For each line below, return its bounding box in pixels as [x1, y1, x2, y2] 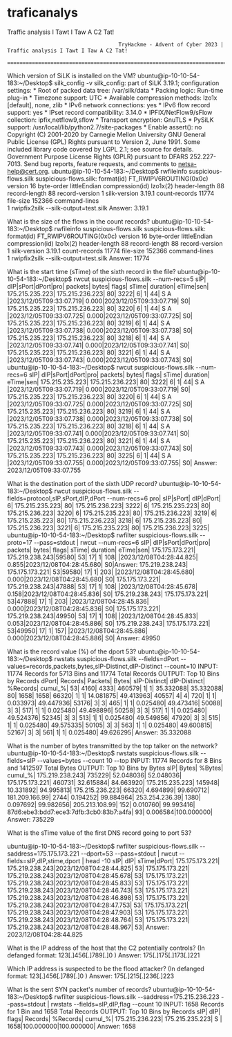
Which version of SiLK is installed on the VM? [7, 71, 136, 80]
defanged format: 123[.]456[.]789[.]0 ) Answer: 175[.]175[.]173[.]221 [7, 950, 200, 959]
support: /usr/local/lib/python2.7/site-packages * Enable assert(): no [7, 123, 202, 131]
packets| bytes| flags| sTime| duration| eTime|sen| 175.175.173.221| [7, 545, 196, 554]
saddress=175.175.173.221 [7, 849, 79, 858]
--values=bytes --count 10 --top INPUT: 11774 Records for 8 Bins [37, 756, 222, 764]
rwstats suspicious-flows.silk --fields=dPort [54, 654, 180, 662]
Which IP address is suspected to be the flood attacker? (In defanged [7, 964, 205, 973]
